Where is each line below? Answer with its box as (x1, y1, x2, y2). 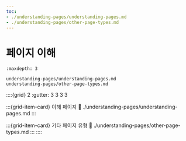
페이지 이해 (6, 46, 56, 59)
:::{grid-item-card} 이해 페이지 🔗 (6, 103, 82, 111)
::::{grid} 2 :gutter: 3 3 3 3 (6, 91, 68, 98)
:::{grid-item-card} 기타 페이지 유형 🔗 (6, 122, 92, 129)
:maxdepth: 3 (6, 66, 38, 72)
